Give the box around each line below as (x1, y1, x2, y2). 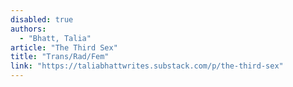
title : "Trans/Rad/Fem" (10, 52, 110, 62)
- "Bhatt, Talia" (19, 33, 92, 43)
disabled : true (10, 14, 74, 25)
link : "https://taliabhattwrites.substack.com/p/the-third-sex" (10, 61, 284, 71)
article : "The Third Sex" (10, 42, 118, 53)
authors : (10, 24, 47, 34)
